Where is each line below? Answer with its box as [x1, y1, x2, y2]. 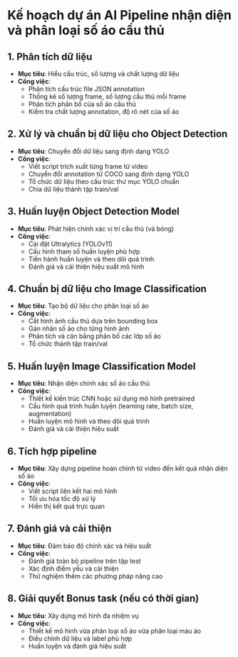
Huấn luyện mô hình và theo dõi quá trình [28, 417, 150, 425]
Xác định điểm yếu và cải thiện [28, 564, 119, 573]
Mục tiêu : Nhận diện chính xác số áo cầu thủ [17, 379, 150, 388]
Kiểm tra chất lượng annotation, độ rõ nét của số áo [28, 108, 180, 115]
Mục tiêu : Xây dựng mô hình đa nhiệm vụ [17, 611, 139, 620]
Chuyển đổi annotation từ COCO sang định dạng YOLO [28, 170, 190, 178]
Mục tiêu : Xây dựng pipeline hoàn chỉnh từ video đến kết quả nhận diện [17, 464, 228, 473]
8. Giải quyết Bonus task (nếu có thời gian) [7, 592, 200, 605]
